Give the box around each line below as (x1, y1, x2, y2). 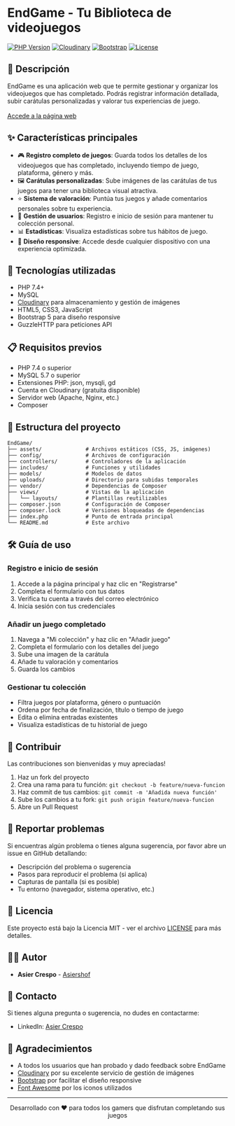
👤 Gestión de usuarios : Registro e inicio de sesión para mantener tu (17, 211, 213, 220)
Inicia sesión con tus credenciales (17, 602, 115, 610)
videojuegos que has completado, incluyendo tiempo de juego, (17, 161, 199, 169)
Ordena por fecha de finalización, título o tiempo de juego (17, 705, 184, 715)
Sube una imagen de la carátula (17, 649, 109, 659)
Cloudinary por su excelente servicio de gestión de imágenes (17, 1069, 194, 1077)
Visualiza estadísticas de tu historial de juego (17, 721, 148, 729)
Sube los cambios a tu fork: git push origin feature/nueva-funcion (17, 796, 215, 804)
